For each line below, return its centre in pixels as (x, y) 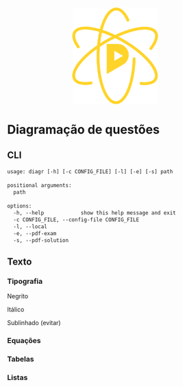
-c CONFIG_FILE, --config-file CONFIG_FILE (76, 220)
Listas (17, 377)
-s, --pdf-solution (41, 241)
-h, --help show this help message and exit (95, 213)
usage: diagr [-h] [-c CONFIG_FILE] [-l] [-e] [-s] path (90, 172)
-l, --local (30, 227)
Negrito (18, 296)
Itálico (16, 309)
